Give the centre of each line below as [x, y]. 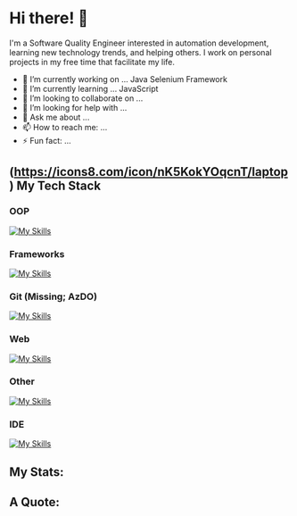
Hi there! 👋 [49, 18]
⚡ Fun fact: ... [46, 140]
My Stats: [37, 472]
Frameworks [37, 254]
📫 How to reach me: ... [65, 127]
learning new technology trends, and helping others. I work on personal [140, 52]
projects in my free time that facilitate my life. [92, 62]
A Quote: [34, 502]
